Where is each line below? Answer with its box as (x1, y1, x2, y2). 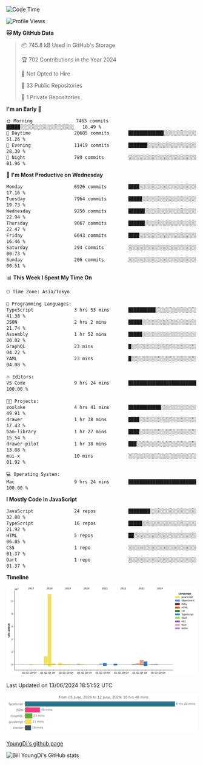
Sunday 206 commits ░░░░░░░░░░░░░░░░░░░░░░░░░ (6, 257, 197, 263)
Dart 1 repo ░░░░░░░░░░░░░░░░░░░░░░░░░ (6, 557, 197, 563)
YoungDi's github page (6, 739, 64, 747)
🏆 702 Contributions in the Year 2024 (21, 56, 117, 63)
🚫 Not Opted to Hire (21, 70, 71, 77)
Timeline (6, 574, 29, 581)
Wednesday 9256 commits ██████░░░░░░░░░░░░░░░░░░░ (6, 208, 197, 214)
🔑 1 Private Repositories (21, 94, 81, 100)
